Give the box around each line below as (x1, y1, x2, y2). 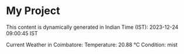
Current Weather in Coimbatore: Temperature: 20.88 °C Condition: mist (6, 41, 178, 48)
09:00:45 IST (6, 29, 38, 36)
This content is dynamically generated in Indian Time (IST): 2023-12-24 (6, 23, 179, 31)
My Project (6, 4, 60, 18)
